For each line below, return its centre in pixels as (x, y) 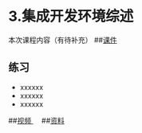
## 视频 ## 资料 (37, 120)
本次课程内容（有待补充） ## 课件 (63, 40)
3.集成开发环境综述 (71, 16)
